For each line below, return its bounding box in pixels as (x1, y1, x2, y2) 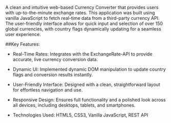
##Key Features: (5, 41, 40, 47)
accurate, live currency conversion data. (12, 56, 98, 63)
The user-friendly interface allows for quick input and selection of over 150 (5, 20, 163, 26)
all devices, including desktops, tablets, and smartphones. (12, 102, 136, 108)
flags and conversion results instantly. (12, 72, 93, 78)
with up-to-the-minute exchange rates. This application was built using (5, 10, 155, 16)
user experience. (5, 32, 41, 37)
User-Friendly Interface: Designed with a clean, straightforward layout (12, 81, 160, 87)
